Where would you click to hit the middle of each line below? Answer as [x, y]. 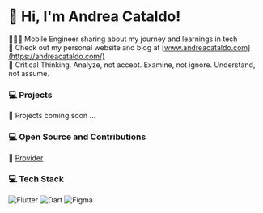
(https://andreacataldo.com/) [57, 56]
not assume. [29, 73]
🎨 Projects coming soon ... [52, 116]
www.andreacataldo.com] [208, 47]
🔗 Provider [26, 158]
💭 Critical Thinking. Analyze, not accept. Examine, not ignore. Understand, [132, 65]
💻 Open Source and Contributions [77, 137]
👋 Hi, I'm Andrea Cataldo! [95, 17]
